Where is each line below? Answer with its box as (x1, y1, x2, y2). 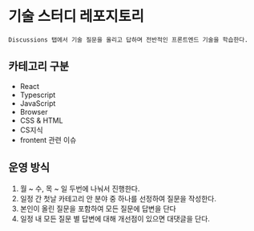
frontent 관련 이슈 (19, 135, 77, 144)
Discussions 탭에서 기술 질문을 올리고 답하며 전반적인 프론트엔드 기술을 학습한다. (8, 35, 248, 44)
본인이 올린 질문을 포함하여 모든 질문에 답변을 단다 (19, 204, 176, 213)
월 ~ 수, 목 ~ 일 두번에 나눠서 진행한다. (19, 184, 140, 193)
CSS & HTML (19, 115, 63, 125)
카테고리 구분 (8, 59, 70, 73)
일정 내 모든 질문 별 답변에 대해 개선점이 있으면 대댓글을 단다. (19, 213, 211, 223)
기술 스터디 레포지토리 (8, 7, 144, 26)
